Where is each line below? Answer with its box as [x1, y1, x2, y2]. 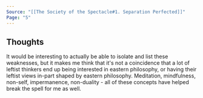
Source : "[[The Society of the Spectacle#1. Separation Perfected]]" [6, 8, 186, 15]
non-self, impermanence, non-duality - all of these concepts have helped [6, 79, 189, 86]
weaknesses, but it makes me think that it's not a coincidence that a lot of [6, 59, 190, 67]
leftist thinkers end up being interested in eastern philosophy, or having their [6, 66, 197, 73]
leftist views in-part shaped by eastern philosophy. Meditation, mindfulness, [6, 72, 196, 79]
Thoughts [6, 37, 44, 47]
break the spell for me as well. [6, 85, 82, 93]
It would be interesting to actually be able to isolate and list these [6, 53, 168, 60]
